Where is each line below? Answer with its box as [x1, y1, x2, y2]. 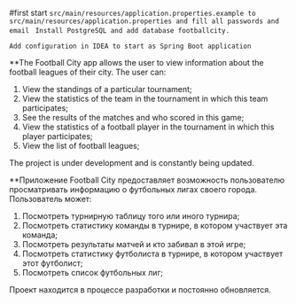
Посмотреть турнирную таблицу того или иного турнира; [21, 211, 240, 221]
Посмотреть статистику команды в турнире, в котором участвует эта [21, 221, 288, 230]
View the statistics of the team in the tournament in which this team [21, 93, 269, 104]
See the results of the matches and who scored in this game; [21, 113, 245, 122]
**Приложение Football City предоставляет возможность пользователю [9, 175, 285, 185]
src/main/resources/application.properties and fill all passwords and [9, 17, 279, 26]
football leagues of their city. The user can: [9, 66, 167, 77]
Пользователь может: [9, 194, 92, 204]
